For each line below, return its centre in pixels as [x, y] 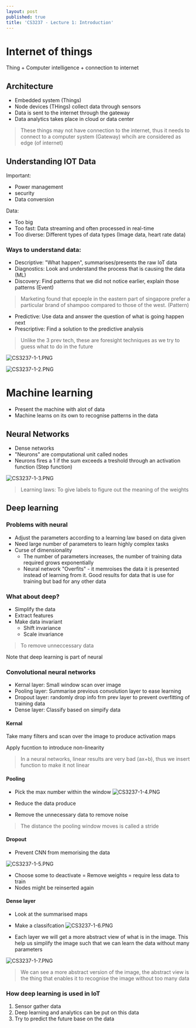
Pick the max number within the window [63, 792]
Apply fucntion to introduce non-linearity [55, 748]
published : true [26, 17]
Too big [24, 222]
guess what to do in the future [57, 346]
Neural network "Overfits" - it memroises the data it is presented [101, 569]
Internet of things [49, 51]
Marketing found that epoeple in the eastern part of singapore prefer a [105, 299]
